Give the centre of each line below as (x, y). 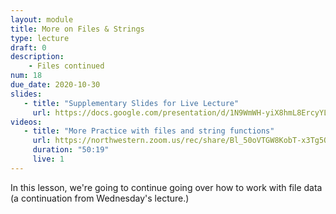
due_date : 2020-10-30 (55, 85)
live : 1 (48, 159)
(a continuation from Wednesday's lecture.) (100, 198)
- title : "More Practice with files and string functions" (149, 131)
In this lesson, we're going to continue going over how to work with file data (166, 187)
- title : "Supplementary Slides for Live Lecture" (131, 103)
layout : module (42, 19)
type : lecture (40, 38)
